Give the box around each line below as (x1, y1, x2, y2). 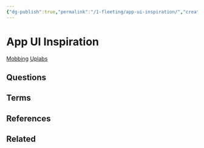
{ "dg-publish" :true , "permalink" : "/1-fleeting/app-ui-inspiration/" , (6, 8, 183, 15)
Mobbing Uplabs (6, 55, 48, 62)
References (6, 113, 51, 124)
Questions (6, 72, 47, 82)
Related (6, 134, 36, 144)
